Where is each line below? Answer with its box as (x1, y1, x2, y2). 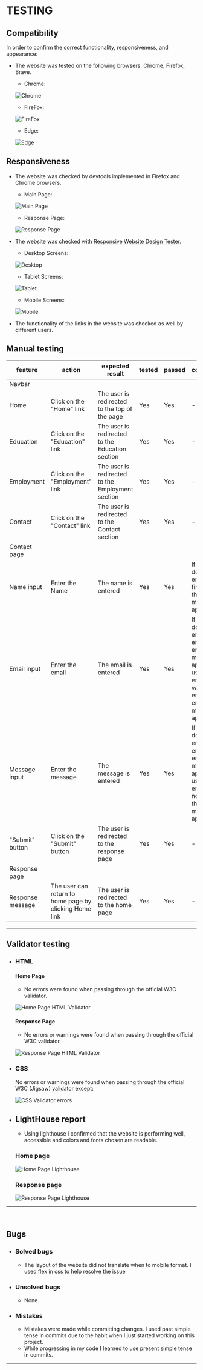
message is (97, 769, 130, 777)
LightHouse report (14, 1114, 86, 1125)
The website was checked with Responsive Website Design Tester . (14, 238, 181, 245)
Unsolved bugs (14, 1283, 61, 1291)
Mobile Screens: (24, 296, 65, 304)
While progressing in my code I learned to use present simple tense (24, 1345, 192, 1352)
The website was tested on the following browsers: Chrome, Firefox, (14, 62, 185, 69)
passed (164, 365, 186, 374)
